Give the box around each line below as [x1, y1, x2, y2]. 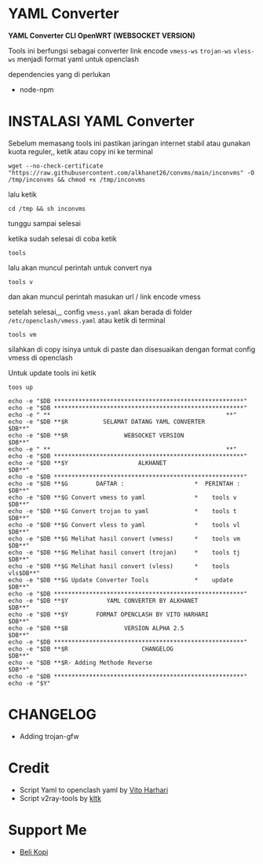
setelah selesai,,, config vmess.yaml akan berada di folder [8, 307, 193, 316]
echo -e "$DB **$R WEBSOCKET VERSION [8, 431, 184, 439]
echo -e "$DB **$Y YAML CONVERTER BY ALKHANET [8, 596, 199, 604]
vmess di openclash [8, 353, 73, 362]
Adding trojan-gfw [19, 731, 80, 740]
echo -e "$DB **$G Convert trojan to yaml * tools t [8, 507, 237, 515]
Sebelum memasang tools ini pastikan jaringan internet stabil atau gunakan [8, 138, 251, 148]
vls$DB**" [8, 569, 41, 577]
